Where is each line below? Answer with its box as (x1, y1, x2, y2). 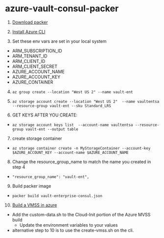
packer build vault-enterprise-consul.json (12, 193, 103, 198)
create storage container (12, 135, 62, 141)
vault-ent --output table (25, 126, 78, 132)
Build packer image (12, 183, 51, 189)
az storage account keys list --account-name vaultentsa (12, 122, 133, 127)
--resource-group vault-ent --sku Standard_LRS (12, 103, 111, 108)
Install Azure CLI (12, 29, 46, 34)
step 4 (12, 164, 25, 170)
